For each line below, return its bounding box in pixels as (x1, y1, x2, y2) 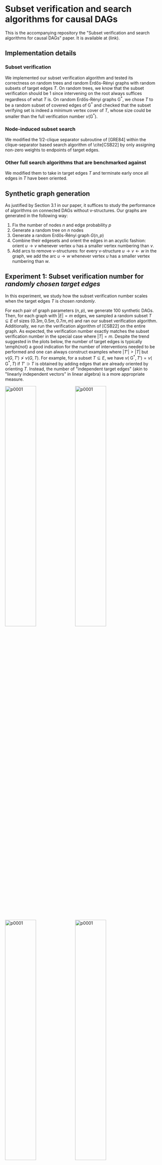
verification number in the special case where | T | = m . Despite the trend (5, 333, 149, 339)
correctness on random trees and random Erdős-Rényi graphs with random (5, 80, 156, 86)
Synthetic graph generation (5, 189, 90, 198)
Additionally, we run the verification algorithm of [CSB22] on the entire (5, 323, 146, 329)
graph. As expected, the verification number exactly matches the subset (5, 328, 149, 334)
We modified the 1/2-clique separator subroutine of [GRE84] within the (5, 136, 146, 142)
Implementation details (5, 49, 77, 57)
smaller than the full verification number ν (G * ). (5, 112, 98, 119)
